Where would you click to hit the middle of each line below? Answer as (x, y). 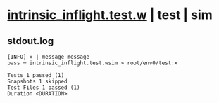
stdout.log (31, 41)
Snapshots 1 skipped (38, 81)
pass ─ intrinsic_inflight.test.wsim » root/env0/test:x (93, 63)
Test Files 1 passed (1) (44, 88)
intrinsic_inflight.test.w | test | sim (110, 15)
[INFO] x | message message (49, 57)
